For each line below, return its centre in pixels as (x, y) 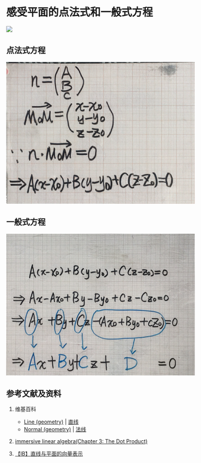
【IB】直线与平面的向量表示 (49, 454)
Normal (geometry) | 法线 (55, 429)
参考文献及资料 (34, 393)
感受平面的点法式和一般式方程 (80, 12)
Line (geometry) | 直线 (51, 422)
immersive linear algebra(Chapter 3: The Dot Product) (81, 441)
